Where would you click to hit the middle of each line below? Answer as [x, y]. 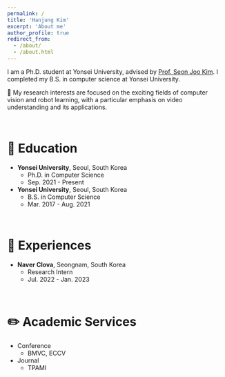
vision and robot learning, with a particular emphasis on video [95, 99]
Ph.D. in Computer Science [66, 175]
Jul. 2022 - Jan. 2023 [58, 279]
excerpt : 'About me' [37, 26]
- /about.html [33, 52]
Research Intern [50, 272]
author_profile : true [38, 33]
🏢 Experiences [49, 245]
